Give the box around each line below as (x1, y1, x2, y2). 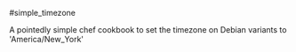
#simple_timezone (9, 8, 76, 18)
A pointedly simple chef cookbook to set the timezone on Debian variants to (9, 25, 287, 34)
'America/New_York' (9, 34, 84, 44)
